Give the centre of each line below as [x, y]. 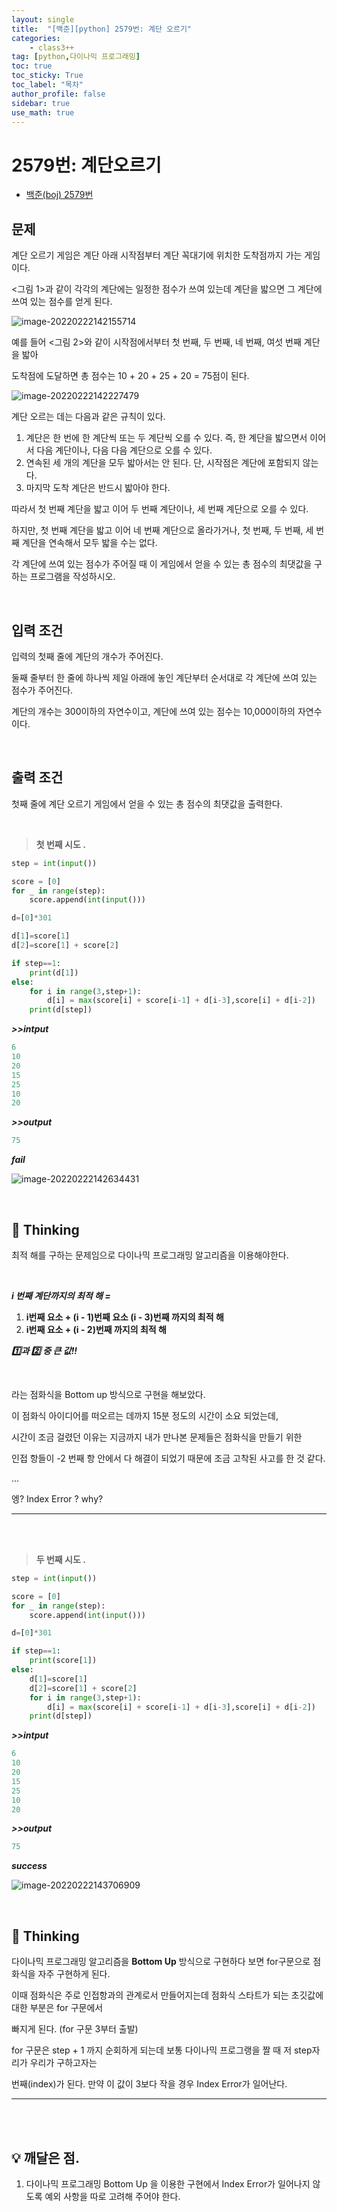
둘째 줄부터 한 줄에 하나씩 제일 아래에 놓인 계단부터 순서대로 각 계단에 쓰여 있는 [164, 677]
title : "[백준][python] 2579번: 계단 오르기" [101, 29]
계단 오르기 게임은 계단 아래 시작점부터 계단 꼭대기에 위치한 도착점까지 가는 [157, 255]
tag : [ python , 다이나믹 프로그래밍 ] [76, 57]
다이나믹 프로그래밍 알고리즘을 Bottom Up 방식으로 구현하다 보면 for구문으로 [161, 1962]
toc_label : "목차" [47, 85]
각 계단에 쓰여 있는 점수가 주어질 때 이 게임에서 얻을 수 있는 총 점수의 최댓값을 [162, 564]
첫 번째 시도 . [60, 844]
